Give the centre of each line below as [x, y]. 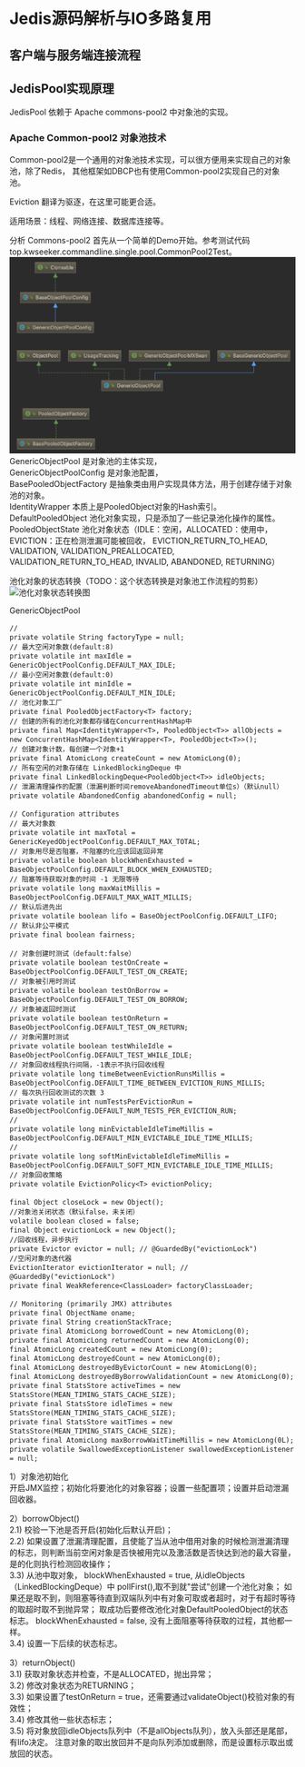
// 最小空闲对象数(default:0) [62, 675]
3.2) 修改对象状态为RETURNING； [73, 1685]
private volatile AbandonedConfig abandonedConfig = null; [123, 796]
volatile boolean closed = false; [75, 1221]
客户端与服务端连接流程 [75, 55]
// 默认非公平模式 [39, 926]
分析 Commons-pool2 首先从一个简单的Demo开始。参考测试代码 [130, 240]
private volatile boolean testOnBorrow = [89, 990]
